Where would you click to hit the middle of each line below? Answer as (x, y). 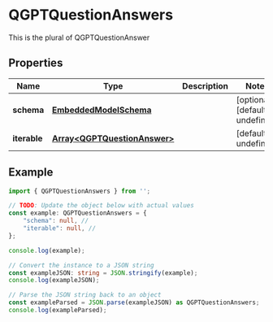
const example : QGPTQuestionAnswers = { (78, 213)
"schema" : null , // (56, 221)
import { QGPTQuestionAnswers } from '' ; (80, 191)
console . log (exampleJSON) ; (54, 281)
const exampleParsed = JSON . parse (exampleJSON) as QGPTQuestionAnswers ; (134, 302)
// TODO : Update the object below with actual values (102, 206)
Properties (36, 63)
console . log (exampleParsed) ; (58, 311)
